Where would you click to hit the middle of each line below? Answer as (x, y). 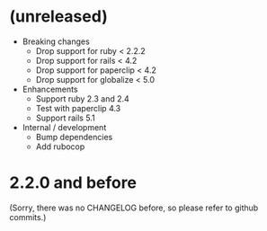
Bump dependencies (74, 137)
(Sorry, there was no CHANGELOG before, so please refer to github (134, 208)
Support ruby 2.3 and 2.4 (83, 98)
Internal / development (64, 127)
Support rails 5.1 (66, 118)
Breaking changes (56, 41)
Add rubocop (60, 147)
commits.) (28, 217)
